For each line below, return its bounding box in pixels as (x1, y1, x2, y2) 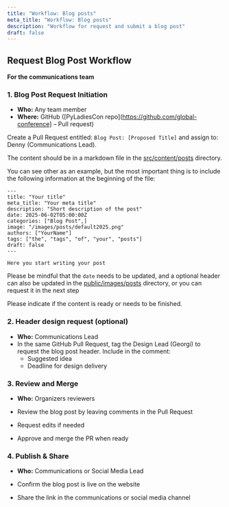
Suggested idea (27, 354, 72, 362)
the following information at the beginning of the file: (7, 174, 156, 182)
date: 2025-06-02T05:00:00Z (7, 212, 88, 219)
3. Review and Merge (7, 379, 79, 388)
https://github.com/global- (122, 113, 197, 121)
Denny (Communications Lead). (7, 141, 97, 149)
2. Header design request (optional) (7, 317, 129, 327)
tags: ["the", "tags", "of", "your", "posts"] (7, 236, 143, 243)
